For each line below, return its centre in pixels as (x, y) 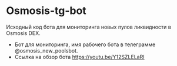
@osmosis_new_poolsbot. (46, 50)
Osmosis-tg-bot (46, 11)
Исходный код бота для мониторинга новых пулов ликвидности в (89, 27)
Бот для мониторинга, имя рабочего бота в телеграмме (85, 44)
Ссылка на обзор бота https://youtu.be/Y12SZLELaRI (80, 57)
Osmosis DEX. (23, 33)
